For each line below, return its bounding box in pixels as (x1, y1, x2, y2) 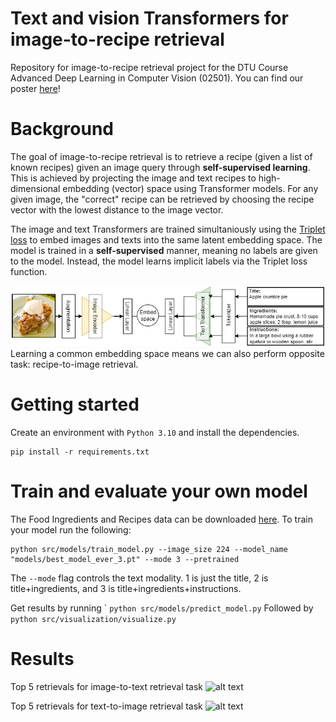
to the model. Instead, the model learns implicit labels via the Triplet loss (10, 255, 308, 267)
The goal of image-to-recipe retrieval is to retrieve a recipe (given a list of (10, 150, 313, 162)
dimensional (10, 182, 61, 194)
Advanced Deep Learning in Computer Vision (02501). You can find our (10, 72, 304, 84)
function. (10, 265, 48, 277)
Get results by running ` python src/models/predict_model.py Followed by (10, 602, 314, 614)
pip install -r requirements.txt (10, 447, 150, 457)
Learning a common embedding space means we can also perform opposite (10, 348, 325, 360)
